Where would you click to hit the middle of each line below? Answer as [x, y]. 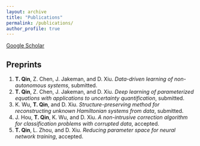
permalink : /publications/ [40, 23]
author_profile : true [33, 29]
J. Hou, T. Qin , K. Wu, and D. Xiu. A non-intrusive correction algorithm [101, 117]
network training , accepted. [49, 136]
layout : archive [26, 12]
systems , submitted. [72, 85]
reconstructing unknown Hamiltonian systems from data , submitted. [99, 111]
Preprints [24, 65]
